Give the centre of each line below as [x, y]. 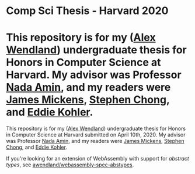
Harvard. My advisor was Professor [94, 75]
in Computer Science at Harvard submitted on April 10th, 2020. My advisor [96, 135]
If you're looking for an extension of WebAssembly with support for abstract [98, 159]
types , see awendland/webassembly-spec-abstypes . [70, 165]
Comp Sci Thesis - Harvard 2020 [87, 11]
